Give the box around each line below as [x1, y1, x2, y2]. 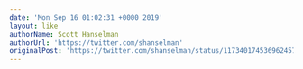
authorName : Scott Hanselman [9, 30, 119, 39]
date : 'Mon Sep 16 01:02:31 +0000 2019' [9, 13, 164, 22]
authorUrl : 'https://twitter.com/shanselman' [9, 38, 183, 47]
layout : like [9, 22, 59, 30]
